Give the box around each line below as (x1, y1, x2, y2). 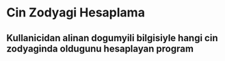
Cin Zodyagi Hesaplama (6, 5, 145, 21)
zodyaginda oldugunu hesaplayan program (6, 42, 194, 54)
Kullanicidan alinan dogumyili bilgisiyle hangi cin (6, 32, 218, 44)
